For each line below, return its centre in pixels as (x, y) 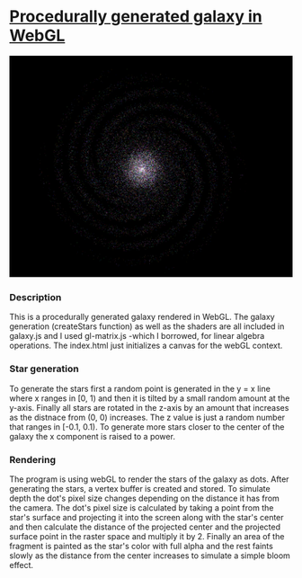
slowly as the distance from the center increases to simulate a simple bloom (150, 556)
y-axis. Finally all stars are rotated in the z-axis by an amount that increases (149, 407)
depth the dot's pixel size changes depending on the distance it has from (145, 498)
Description (36, 298)
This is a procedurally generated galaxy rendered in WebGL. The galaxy (142, 317)
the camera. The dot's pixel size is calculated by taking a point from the (142, 508)
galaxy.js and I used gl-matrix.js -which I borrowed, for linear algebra (137, 336)
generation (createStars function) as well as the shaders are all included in (147, 326)
